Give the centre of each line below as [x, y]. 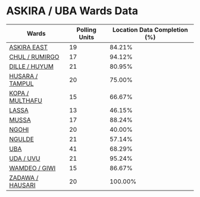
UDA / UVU [25, 158]
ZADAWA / [24, 177]
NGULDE [22, 139]
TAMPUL [21, 83]
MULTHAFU [26, 100]
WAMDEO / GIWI [32, 168]
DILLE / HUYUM [31, 66]
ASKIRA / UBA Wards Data [72, 11]
